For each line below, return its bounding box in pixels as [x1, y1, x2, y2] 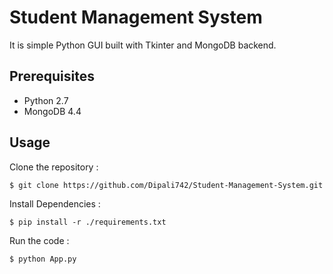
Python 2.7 [23, 94, 69, 106]
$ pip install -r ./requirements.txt [9, 217, 167, 227]
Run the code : [9, 234, 70, 246]
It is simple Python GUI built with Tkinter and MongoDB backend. [9, 39, 277, 51]
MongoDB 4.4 [23, 105, 82, 117]
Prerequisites [9, 68, 95, 85]
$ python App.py [9, 254, 77, 264]
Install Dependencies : [9, 197, 101, 210]
